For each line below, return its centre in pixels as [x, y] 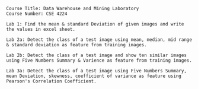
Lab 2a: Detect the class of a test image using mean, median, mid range [99, 40]
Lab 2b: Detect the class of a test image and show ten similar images [96, 55]
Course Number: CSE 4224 [37, 14]
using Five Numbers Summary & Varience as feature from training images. [99, 61]
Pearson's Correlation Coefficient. [51, 81]
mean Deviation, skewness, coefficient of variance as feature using [94, 76]
